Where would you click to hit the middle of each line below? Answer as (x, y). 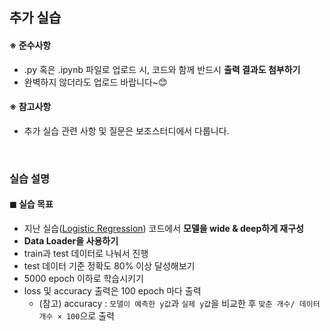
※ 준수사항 (30, 45)
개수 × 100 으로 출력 (76, 315)
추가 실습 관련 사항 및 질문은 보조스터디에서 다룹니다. (126, 130)
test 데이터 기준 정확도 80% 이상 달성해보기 (109, 265)
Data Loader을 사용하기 (71, 240)
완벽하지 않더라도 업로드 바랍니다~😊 (95, 82)
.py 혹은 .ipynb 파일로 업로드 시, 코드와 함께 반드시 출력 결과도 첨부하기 (162, 69)
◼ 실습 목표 (31, 204)
